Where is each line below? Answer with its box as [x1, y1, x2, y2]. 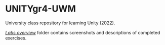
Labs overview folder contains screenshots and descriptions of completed [5, 29, 160, 35]
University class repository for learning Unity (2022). [5, 20, 115, 26]
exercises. [5, 35, 27, 41]
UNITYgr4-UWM [5, 3, 76, 15]
